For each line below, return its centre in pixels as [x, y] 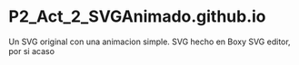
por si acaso [32, 51]
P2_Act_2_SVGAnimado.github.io [137, 17]
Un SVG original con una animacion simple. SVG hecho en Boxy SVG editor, [150, 42]
